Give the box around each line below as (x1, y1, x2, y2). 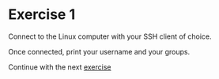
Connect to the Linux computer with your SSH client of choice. (8, 32, 212, 41)
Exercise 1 (8, 6, 76, 24)
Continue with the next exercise (8, 62, 111, 72)
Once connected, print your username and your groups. (8, 47, 191, 56)
